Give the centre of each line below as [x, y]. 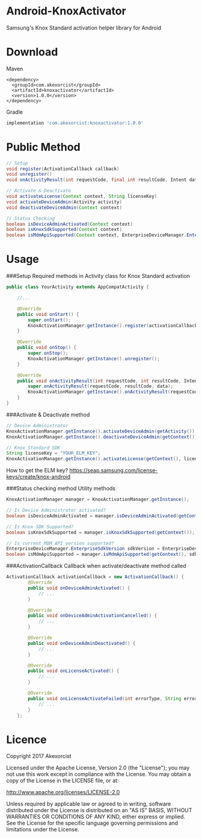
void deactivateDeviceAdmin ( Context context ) [64, 208]
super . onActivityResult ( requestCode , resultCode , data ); [100, 386]
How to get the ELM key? [37, 470]
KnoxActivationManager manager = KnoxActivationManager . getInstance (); [98, 500]
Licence [26, 740]
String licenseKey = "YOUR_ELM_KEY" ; [54, 453]
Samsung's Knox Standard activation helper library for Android [84, 28]
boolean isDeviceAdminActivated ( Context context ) [70, 224]
